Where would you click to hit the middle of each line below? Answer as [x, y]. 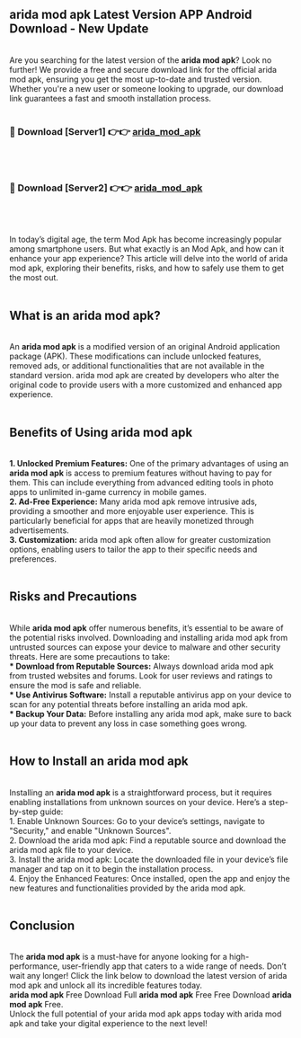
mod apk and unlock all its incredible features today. [106, 985]
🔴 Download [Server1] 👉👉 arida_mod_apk [105, 131]
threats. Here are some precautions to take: [90, 656]
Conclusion [42, 926]
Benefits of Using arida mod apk [101, 432]
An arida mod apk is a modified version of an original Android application [145, 347]
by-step [24, 812]
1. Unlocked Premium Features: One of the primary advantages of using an [149, 464]
